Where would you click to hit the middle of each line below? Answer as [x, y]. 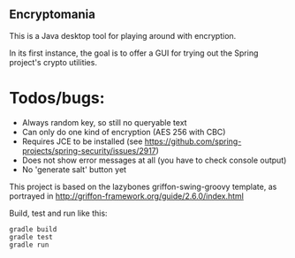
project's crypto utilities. [53, 62]
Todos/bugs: [57, 98]
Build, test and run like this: [58, 213]
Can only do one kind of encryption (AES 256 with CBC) [124, 132]
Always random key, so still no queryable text [104, 122]
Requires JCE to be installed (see [82, 141]
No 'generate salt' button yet [74, 169]
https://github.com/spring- [193, 141]
